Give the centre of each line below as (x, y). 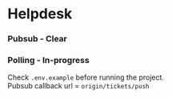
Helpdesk (40, 14)
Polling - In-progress (48, 61)
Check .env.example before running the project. (86, 77)
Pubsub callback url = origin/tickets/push (78, 86)
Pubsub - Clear (37, 39)
